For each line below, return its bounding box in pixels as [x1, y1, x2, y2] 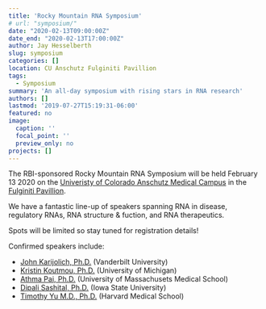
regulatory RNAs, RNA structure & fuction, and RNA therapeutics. [8, 211, 225, 220]
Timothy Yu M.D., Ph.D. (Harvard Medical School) [19, 291, 185, 301]
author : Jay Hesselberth [8, 42, 92, 50]
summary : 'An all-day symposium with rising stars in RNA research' [8, 86, 243, 95]
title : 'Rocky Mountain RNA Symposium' [8, 11, 143, 20]
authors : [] [8, 94, 48, 102]
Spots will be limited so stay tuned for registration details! [8, 226, 199, 236]
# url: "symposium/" [8, 19, 78, 27]
